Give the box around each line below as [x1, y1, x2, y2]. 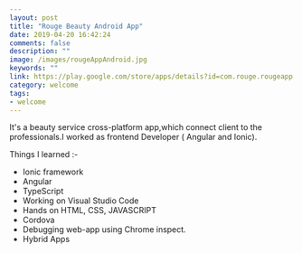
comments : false [9, 38, 71, 48]
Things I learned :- [9, 149, 79, 160]
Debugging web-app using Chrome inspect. [22, 224, 187, 235]
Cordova [22, 214, 55, 226]
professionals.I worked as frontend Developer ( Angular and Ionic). [9, 132, 258, 143]
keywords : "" [9, 64, 59, 73]
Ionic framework [22, 166, 84, 177]
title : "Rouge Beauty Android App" [9, 22, 144, 31]
